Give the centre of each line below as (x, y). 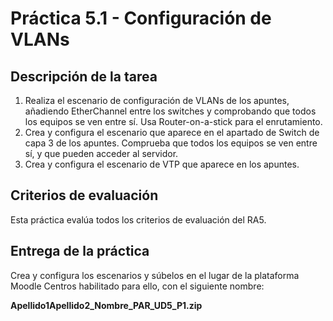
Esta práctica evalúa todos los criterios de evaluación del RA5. (138, 219)
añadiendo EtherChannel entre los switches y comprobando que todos (170, 111)
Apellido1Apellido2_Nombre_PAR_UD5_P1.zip (106, 305)
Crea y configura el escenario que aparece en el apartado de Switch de (172, 132)
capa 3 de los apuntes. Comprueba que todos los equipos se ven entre (171, 143)
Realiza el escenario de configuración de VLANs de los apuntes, (157, 100)
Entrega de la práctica (80, 251)
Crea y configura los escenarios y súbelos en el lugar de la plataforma (155, 275)
